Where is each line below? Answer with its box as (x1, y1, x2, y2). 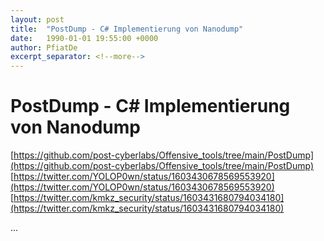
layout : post (10, 14, 65, 25)
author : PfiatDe (10, 42, 78, 53)
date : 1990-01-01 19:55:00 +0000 (10, 33, 159, 43)
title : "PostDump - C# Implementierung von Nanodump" (10, 24, 244, 34)
